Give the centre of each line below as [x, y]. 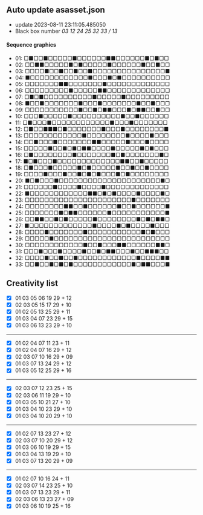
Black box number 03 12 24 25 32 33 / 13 [66, 31]
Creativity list [32, 283]
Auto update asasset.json [56, 10]
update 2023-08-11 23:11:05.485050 [60, 24]
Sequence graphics [31, 45]
